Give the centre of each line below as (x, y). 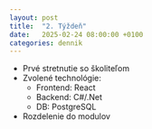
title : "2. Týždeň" (48, 26)
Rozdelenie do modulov (66, 116)
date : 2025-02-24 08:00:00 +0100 (76, 34)
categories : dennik (46, 43)
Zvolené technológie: (62, 78)
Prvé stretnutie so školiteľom (76, 69)
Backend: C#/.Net (69, 97)
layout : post (34, 18)
